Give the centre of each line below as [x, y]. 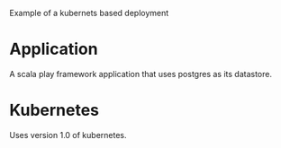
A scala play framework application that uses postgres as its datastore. [141, 74]
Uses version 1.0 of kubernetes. [68, 135]
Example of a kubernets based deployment [89, 13]
